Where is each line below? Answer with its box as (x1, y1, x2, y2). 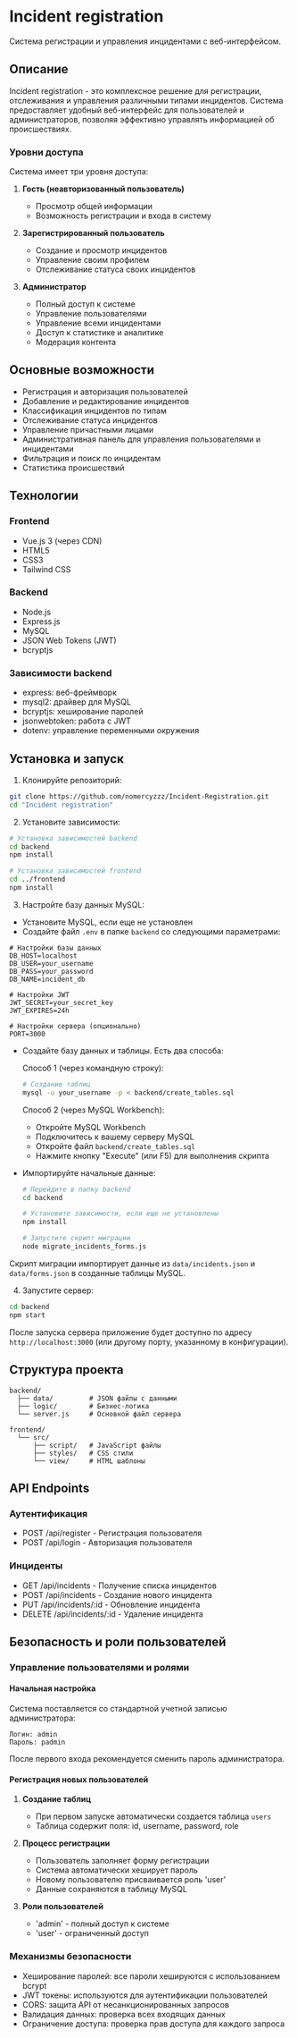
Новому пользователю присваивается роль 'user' (35, 1874, 227, 1885)
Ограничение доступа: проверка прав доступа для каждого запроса (21, 2018, 285, 2029)
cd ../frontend (9, 875, 66, 884)
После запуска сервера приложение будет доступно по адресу (9, 1326, 252, 1338)
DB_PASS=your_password (9, 967, 94, 976)
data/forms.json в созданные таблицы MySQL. (9, 1267, 186, 1278)
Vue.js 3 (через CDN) (21, 535, 103, 546)
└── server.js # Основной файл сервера (17, 1409, 181, 1418)
